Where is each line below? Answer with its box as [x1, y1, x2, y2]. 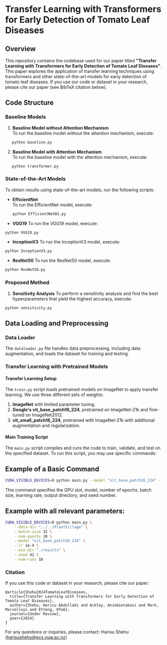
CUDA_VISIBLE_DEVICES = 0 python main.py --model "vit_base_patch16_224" [5, 478, 157, 483]
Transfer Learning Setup [5, 375, 57, 382]
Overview [5, 44, 36, 53]
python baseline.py [11, 139, 52, 145]
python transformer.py [11, 163, 59, 169]
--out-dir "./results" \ [14, 548, 66, 553]
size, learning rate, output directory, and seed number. [5, 492, 117, 499]
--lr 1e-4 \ [14, 543, 39, 548]
